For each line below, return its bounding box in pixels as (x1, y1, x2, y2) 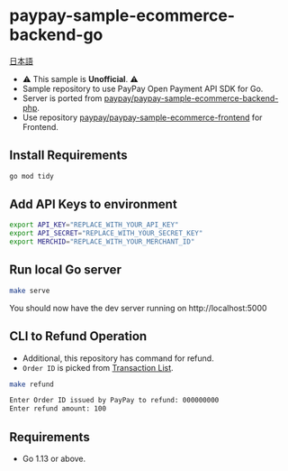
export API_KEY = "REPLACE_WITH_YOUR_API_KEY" (9, 220, 179, 230)
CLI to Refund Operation (9, 328, 148, 344)
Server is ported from (22, 92, 103, 104)
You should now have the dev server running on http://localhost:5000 (9, 302, 267, 313)
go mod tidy (9, 171, 54, 180)
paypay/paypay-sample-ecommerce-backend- (103, 92, 279, 104)
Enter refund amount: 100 (9, 404, 106, 413)
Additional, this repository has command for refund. (22, 353, 214, 364)
